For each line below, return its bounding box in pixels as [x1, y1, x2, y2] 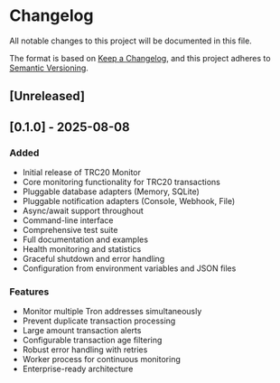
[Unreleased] [9, 89, 86, 104]
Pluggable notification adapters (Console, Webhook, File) [22, 196, 236, 207]
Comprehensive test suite [22, 225, 118, 236]
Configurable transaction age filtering [22, 335, 163, 346]
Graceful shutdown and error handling [22, 254, 165, 265]
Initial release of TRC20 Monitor [22, 167, 142, 178]
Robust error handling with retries [22, 344, 148, 355]
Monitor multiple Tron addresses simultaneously [22, 306, 202, 317]
